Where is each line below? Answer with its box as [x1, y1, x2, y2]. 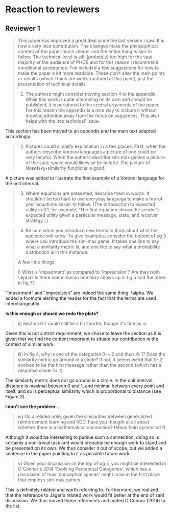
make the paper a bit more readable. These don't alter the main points [17, 70, 165, 76]
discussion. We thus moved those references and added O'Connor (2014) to [5, 498, 166, 503]
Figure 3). [5, 394, 26, 399]
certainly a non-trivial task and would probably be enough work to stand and [5, 440, 166, 445]
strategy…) [25, 217, 48, 224]
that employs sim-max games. [17, 477, 82, 483]
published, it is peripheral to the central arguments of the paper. [25, 102, 160, 108]
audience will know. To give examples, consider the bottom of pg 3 [25, 233, 166, 239]
